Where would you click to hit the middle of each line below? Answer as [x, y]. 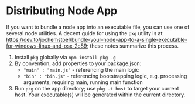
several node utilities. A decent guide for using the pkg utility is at [84, 33]
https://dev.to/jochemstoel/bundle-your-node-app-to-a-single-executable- [97, 39]
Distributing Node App [62, 11]
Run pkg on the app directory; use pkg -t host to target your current [97, 88]
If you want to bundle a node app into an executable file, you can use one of [98, 27]
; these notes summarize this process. [133, 46]
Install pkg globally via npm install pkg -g [65, 57]
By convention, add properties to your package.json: [78, 63]
